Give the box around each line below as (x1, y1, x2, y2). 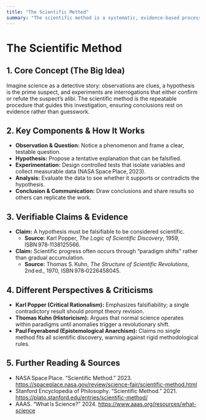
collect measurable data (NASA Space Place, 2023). (15, 168, 146, 175)
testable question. (15, 148, 61, 156)
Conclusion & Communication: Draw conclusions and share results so (15, 188, 194, 195)
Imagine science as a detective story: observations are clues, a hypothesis (6, 82, 195, 89)
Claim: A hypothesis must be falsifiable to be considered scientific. (15, 228, 185, 235)
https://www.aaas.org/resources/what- (97, 400, 197, 408)
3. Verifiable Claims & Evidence (6, 212, 129, 222)
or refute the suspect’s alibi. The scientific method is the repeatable (6, 94, 177, 102)
